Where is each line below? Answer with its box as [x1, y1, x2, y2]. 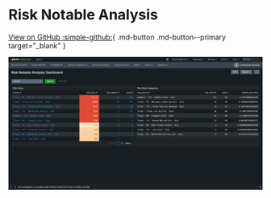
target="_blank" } [8, 40, 66, 50]
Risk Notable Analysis [8, 6, 159, 24]
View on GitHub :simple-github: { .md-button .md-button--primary [8, 32, 227, 42]
